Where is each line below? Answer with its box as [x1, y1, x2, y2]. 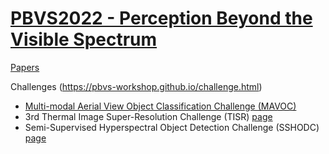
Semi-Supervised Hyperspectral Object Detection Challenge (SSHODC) [24, 121, 320, 133]
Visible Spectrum [10, 28, 158, 51]
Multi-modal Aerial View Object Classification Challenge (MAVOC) [24, 100, 297, 112]
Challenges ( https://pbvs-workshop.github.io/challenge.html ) [10, 80, 263, 92]
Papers [10, 61, 40, 73]
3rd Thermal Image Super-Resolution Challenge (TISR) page [24, 110, 273, 122]
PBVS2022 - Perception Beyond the [10, 7, 313, 30]
